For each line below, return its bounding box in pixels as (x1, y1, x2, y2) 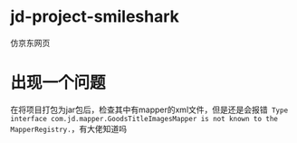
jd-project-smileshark (10, 6, 180, 27)
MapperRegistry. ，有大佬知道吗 (10, 123, 128, 134)
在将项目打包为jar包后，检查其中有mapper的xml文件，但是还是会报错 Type (10, 104, 289, 115)
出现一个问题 (10, 72, 107, 93)
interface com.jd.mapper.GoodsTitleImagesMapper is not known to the (10, 114, 279, 123)
